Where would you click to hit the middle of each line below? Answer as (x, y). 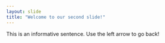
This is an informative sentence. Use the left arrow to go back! (83, 34)
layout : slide (24, 11)
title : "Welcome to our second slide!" (56, 17)
